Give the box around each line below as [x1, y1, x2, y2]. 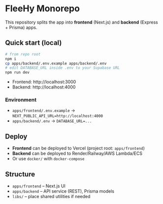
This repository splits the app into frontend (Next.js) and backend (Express [5, 19, 159, 25]
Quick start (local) [5, 39, 62, 47]
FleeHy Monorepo [5, 3, 80, 14]
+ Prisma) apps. [5, 24, 37, 30]
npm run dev [5, 70, 30, 75]
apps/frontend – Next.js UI [12, 183, 65, 189]
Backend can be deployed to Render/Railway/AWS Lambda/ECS [12, 150, 143, 156]
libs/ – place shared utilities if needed [12, 194, 91, 200]
